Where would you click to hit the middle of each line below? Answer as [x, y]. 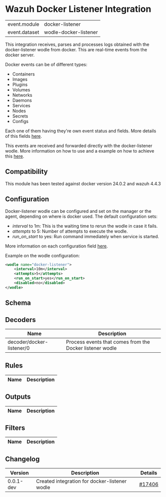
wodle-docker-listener [71, 32]
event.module [23, 24]
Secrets [20, 116]
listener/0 [19, 348]
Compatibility [26, 172]
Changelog [22, 459]
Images [20, 79]
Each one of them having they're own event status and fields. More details [81, 131]
